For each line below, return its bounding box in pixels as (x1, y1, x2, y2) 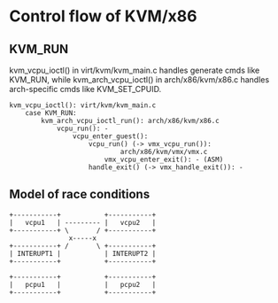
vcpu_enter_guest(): (72, 132, 149, 141)
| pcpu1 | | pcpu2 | (9, 280, 157, 289)
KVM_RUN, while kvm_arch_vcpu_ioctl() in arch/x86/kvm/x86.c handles (9, 74, 270, 85)
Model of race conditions (9, 187, 151, 202)
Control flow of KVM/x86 (9, 6, 197, 27)
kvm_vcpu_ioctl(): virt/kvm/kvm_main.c (9, 101, 157, 110)
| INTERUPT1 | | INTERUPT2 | (9, 249, 157, 258)
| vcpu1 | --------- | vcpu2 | (9, 218, 157, 227)
